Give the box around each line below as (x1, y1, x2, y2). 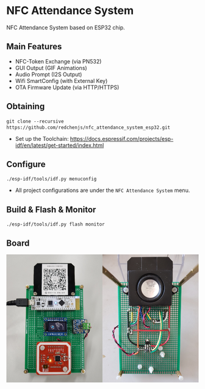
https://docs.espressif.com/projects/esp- (70, 135, 174, 142)
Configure (6, 159, 46, 170)
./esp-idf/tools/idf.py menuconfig (6, 176, 97, 182)
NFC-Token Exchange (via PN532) (15, 57, 102, 65)
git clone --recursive (6, 118, 64, 124)
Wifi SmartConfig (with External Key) (15, 77, 108, 84)
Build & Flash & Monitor (6, 204, 96, 215)
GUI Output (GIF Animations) (15, 64, 87, 71)
